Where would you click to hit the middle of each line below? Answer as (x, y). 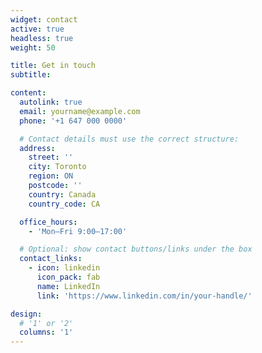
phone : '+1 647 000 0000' (73, 121)
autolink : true (51, 102)
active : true (37, 29)
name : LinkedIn (68, 286)
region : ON (51, 176)
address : (37, 148)
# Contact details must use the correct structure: (129, 139)
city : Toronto (57, 167)
